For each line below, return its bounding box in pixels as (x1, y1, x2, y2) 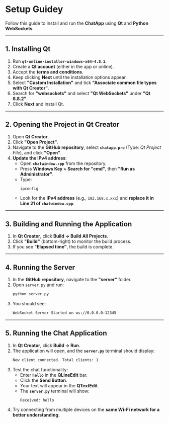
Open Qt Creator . (12, 133, 49, 139)
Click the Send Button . (20, 377, 67, 383)
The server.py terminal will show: (20, 388, 90, 394)
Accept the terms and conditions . (12, 69, 83, 75)
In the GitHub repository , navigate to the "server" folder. (12, 277, 132, 283)
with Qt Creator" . (12, 84, 49, 91)
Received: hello (20, 397, 54, 403)
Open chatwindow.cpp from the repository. (20, 160, 107, 166)
